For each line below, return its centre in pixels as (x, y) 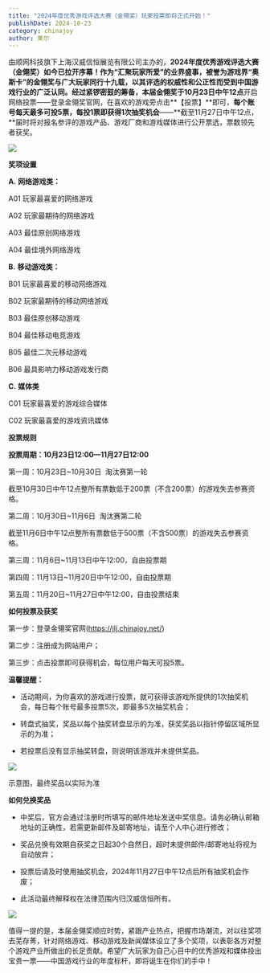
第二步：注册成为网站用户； (54, 646)
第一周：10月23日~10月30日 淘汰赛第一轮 (78, 472)
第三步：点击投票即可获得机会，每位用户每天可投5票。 (98, 663)
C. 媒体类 (24, 386)
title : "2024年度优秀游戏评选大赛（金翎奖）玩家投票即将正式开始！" (110, 16)
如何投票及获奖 (33, 611)
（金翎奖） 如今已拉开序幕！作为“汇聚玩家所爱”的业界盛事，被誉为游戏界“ (130, 72)
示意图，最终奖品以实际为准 (54, 783)
